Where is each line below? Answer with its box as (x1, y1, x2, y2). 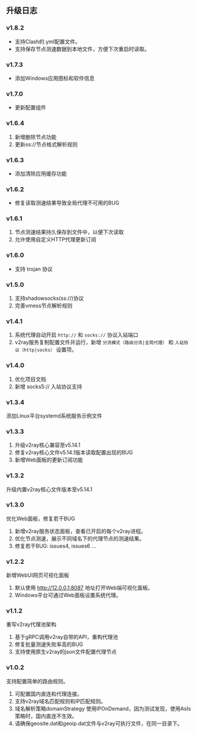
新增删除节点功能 (14, 133, 57, 140)
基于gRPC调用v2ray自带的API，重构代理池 (14, 634, 118, 641)
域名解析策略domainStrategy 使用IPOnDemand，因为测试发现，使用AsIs (14, 705, 191, 712)
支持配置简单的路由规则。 (6, 677, 69, 684)
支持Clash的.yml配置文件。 (14, 38, 81, 45)
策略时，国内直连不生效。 (14, 712, 77, 719)
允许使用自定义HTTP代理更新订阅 (14, 236, 96, 243)
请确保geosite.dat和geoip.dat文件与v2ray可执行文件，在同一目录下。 (14, 719, 183, 726)
